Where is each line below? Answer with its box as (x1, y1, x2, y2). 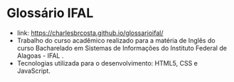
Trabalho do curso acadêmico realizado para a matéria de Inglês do (16, 36, 216, 44)
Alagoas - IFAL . (16, 51, 64, 60)
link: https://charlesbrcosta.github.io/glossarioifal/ (16, 29, 164, 37)
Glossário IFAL (6, 5, 94, 21)
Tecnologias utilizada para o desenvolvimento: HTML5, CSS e (16, 58, 198, 67)
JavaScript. (16, 66, 51, 75)
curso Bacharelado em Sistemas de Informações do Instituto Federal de (16, 43, 227, 52)
